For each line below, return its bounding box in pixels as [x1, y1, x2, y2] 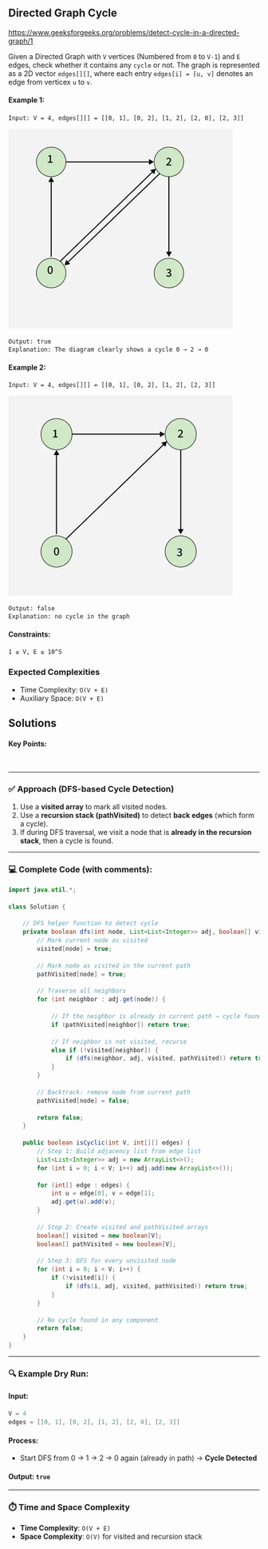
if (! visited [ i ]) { [50, 1274, 116, 1282]
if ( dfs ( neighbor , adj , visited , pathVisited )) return [65, 1055, 251, 1063]
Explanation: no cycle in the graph [8, 613, 130, 621]
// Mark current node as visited [37, 936, 148, 944]
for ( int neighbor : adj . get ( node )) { [37, 996, 166, 1004]
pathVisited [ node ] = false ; [37, 1096, 130, 1104]
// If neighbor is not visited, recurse [50, 1037, 187, 1046]
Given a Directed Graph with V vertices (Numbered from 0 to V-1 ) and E [8, 51, 241, 61]
